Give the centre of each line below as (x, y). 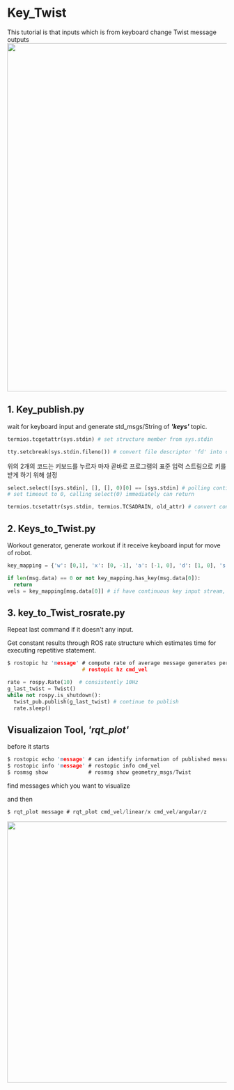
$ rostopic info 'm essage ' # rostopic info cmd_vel (84, 766)
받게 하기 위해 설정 (32, 474)
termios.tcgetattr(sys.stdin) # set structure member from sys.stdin (110, 439)
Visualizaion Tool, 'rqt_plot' (68, 730)
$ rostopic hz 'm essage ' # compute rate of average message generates (112, 663)
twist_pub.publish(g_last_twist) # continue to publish (96, 701)
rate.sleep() (32, 708)
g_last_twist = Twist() (42, 688)
